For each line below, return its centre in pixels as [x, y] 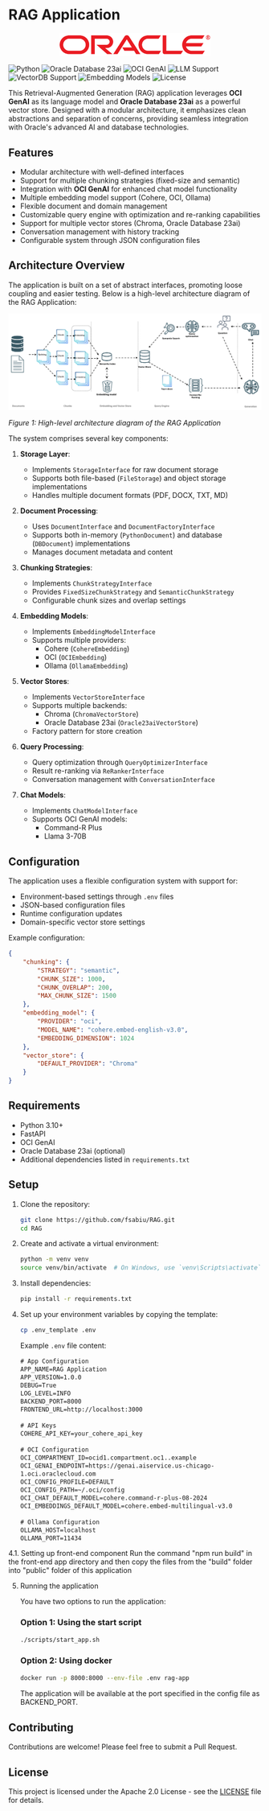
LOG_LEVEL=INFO [45, 1393]
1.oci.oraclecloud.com [58, 1474]
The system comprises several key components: [88, 438]
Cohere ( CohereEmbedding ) [87, 648]
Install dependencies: [55, 1283]
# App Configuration [54, 1361]
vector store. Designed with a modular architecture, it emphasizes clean [127, 110]
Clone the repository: [55, 1204]
